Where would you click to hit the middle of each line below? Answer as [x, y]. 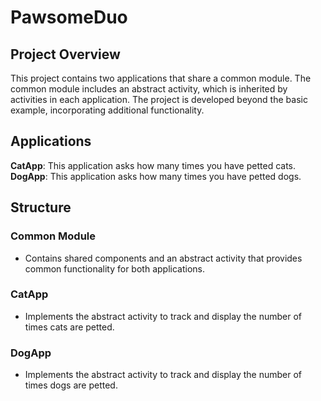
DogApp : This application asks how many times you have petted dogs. [156, 176]
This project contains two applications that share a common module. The [161, 78]
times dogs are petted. [71, 385]
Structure [41, 207]
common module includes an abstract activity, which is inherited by [149, 89]
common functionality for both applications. [114, 268]
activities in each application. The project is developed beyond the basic [159, 99]
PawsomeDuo [69, 17]
